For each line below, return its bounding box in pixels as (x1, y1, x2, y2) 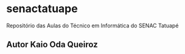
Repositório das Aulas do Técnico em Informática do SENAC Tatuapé (6, 22, 179, 29)
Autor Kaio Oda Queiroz (6, 39, 99, 50)
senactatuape (6, 2, 78, 16)
